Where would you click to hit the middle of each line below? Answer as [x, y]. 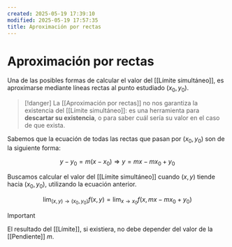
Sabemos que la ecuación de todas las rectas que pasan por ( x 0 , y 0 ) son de [116, 140]
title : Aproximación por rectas [54, 27]
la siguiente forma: [34, 148]
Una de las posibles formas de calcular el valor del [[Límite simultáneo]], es [116, 80]
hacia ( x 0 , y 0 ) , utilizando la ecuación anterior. [72, 185]
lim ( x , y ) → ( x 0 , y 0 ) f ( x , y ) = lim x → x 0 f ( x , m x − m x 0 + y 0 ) [117, 200]
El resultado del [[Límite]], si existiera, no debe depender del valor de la [110, 229]
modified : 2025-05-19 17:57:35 [53, 20]
